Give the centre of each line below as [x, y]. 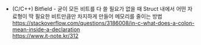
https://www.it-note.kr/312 [45, 36]
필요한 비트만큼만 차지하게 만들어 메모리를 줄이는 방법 [99, 16]
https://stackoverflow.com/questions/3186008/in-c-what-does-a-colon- [103, 23]
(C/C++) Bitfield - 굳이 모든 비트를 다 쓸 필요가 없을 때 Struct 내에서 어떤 [99, 9]
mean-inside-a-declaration [46, 29]
